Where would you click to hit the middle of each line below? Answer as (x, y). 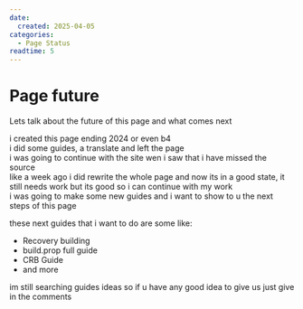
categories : (32, 34)
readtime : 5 (32, 51)
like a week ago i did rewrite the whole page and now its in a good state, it (147, 177)
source (23, 167)
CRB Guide (43, 260)
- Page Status (44, 43)
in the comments (41, 297)
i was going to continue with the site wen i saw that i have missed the (138, 158)
